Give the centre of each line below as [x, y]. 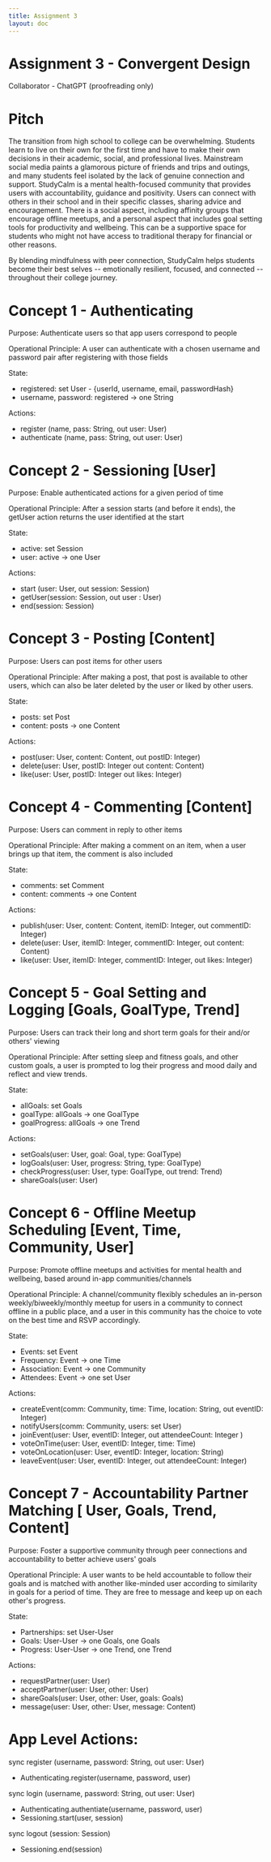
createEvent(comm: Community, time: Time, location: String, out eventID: [142, 1409]
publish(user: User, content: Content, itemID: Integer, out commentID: [135, 925]
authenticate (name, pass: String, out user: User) [102, 437]
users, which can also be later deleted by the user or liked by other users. [131, 686]
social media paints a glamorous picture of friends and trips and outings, [129, 167]
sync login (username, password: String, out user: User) [102, 1793]
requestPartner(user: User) [65, 1680]
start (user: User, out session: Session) [85, 588]
